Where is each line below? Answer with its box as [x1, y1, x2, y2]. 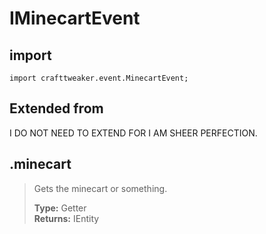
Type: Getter [33, 202, 87, 214]
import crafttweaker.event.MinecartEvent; [9, 73, 189, 83]
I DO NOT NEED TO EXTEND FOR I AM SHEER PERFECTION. [9, 127, 258, 139]
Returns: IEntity [33, 212, 100, 224]
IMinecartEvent [9, 7, 141, 30]
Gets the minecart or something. [33, 182, 168, 194]
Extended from [9, 100, 104, 117]
